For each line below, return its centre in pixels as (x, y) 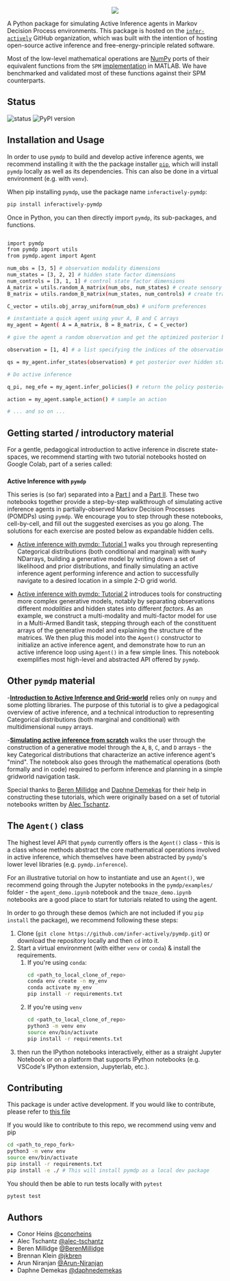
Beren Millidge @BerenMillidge (60, 1249)
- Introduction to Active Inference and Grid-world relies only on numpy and (112, 697)
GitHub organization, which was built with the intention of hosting (125, 38)
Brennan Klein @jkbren (49, 1256)
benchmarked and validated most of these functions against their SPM (106, 73)
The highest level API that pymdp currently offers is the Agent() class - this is (114, 842)
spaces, (18, 457)
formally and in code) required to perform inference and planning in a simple (115, 769)
